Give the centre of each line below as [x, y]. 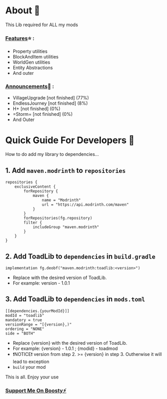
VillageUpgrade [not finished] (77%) [51, 97]
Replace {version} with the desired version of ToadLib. [70, 343]
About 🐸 [23, 11]
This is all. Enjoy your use [32, 377]
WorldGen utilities [31, 62]
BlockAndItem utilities [35, 57]
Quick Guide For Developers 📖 [70, 140]
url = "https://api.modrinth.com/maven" [85, 205]
